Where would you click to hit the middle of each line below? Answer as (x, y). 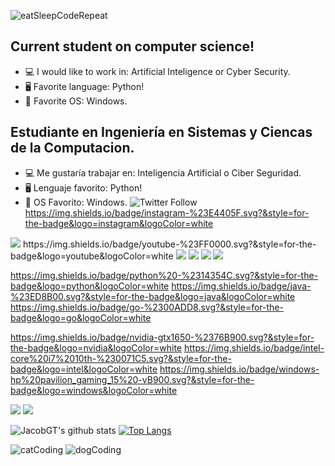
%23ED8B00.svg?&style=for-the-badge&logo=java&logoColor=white (153, 296)
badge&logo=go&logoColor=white (81, 317)
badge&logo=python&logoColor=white (90, 286)
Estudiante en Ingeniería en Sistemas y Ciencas (161, 132)
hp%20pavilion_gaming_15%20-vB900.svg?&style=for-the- (132, 379)
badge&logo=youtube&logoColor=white (92, 256)
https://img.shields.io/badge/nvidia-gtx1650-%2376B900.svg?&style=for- (162, 337)
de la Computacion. (72, 148)
